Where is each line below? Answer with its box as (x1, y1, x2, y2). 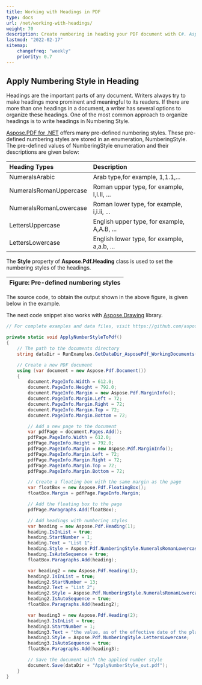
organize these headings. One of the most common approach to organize (6, 111, 188, 118)
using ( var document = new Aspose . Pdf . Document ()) (17, 367, 147, 374)
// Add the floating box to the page (28, 501, 122, 507)
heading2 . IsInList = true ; (28, 573, 96, 579)
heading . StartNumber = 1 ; (28, 534, 93, 540)
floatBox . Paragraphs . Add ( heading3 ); (28, 646, 120, 652)
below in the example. (6, 300, 61, 308)
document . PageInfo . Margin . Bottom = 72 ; (28, 412, 128, 418)
